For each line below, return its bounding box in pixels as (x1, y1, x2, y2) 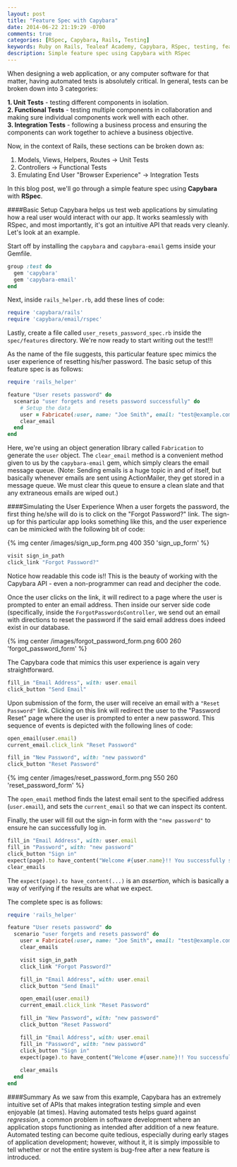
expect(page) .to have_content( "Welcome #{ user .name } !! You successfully (7, 857, 226, 864)
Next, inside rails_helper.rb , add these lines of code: (7, 295, 165, 304)
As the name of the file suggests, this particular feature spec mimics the (7, 350, 217, 358)
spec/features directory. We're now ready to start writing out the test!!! (7, 336, 214, 345)
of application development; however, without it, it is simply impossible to (7, 1137, 220, 1146)
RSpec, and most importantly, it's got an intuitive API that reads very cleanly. (7, 220, 229, 229)
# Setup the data (20, 404, 71, 411)
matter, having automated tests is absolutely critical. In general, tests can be (7, 76, 229, 85)
